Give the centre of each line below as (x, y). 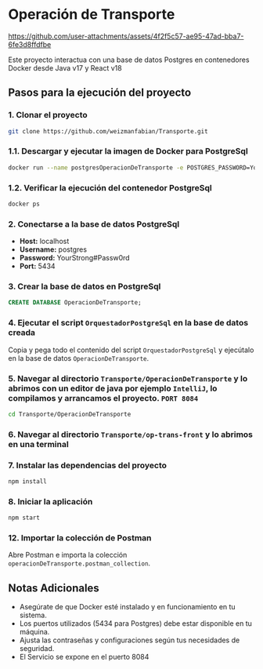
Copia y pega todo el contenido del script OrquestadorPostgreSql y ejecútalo (131, 350)
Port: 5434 (38, 266)
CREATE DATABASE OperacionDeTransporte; (75, 303)
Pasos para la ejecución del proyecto (100, 93)
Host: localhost (44, 242)
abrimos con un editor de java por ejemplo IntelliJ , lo (113, 388)
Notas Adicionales (54, 588)
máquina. (34, 632)
